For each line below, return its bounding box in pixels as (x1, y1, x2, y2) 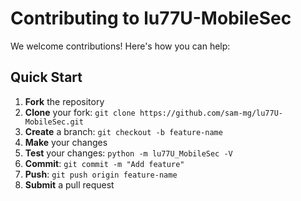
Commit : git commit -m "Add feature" (24, 157, 185, 169)
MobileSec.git (24, 117, 84, 127)
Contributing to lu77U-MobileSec (10, 7, 292, 30)
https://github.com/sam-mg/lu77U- (139, 108, 283, 118)
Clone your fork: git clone (24, 106, 136, 118)
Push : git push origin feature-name (24, 168, 178, 180)
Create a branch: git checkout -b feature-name (24, 125, 223, 137)
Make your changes (24, 136, 108, 148)
